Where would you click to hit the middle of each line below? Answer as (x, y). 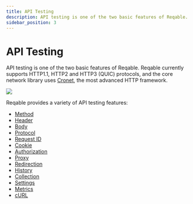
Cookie (23, 145)
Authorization (31, 152)
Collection (27, 176)
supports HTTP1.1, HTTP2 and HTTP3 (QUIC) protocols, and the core (90, 74)
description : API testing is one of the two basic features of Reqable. (97, 17)
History (24, 170)
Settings (25, 183)
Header (24, 121)
